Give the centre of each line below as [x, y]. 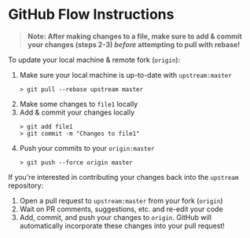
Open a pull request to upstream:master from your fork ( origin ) [121, 200]
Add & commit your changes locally [77, 112]
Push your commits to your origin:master [87, 148]
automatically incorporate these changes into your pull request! [122, 225]
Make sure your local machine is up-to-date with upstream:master [125, 75]
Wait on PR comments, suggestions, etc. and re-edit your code [121, 209]
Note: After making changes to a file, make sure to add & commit [134, 36]
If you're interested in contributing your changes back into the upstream [123, 177]
